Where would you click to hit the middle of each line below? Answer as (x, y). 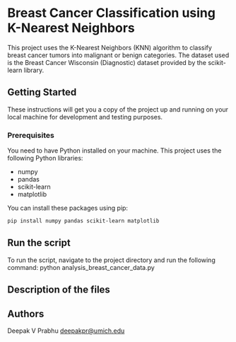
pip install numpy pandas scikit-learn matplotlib (83, 221)
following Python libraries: (45, 158)
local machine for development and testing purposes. (85, 117)
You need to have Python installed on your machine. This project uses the (114, 151)
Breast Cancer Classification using (111, 13)
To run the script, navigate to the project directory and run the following (111, 260)
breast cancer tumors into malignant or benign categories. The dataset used (118, 55)
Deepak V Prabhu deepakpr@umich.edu (66, 331)
